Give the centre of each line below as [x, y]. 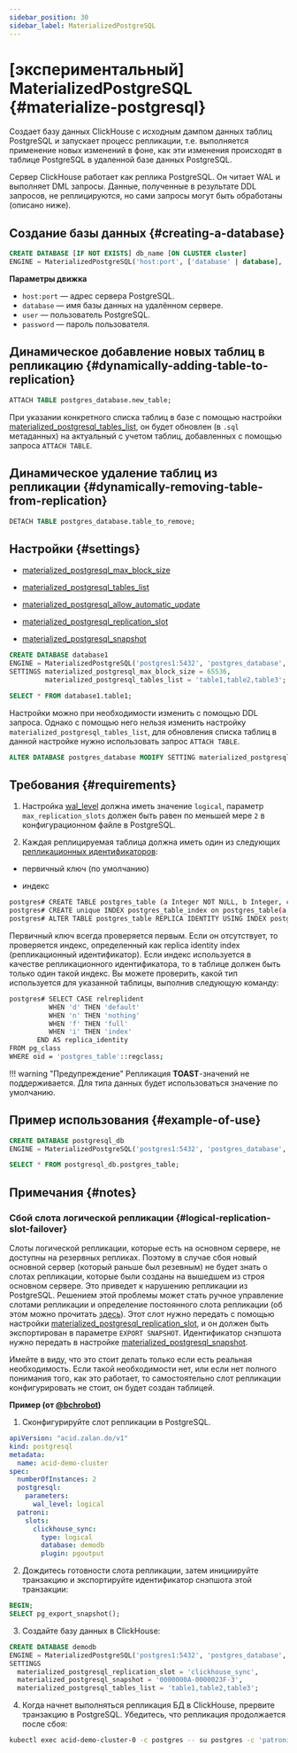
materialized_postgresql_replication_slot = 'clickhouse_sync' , [138, 1671]
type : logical [67, 1537]
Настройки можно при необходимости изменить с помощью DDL [133, 713]
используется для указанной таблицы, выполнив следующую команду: [144, 982]
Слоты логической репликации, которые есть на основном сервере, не [145, 1248]
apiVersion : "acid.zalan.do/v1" [69, 1438]
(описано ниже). [40, 206]
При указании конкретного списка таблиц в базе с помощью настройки [146, 417]
